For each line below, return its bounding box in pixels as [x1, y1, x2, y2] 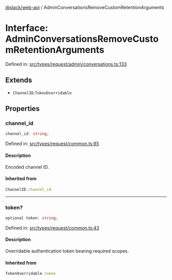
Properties [5, 105, 40, 113]
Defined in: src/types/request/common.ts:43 [5, 225, 100, 231]
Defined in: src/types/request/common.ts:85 [5, 141, 99, 147]
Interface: [5, 23, 49, 34]
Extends [5, 76, 32, 85]
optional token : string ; [5, 215, 58, 221]
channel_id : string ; [5, 131, 50, 136]
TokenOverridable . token [5, 271, 56, 276]
